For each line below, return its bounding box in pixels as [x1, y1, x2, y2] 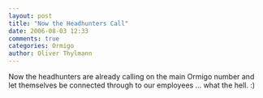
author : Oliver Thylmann [8, 49, 93, 58]
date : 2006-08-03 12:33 [8, 27, 89, 35]
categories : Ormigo [8, 42, 75, 50]
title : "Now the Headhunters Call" [8, 19, 129, 28]
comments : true [8, 34, 60, 43]
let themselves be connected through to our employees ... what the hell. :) [8, 80, 256, 90]
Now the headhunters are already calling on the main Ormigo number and [8, 72, 255, 81]
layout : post [8, 11, 53, 20]
